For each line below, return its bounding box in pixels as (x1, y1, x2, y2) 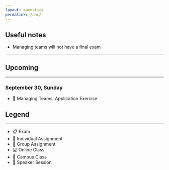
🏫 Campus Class (12, 154, 47, 160)
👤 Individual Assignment (12, 136, 63, 142)
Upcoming (5, 63, 39, 72)
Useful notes (5, 31, 46, 39)
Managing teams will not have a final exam (12, 44, 101, 50)
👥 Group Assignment (12, 141, 56, 147)
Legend (5, 110, 30, 119)
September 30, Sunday (5, 84, 63, 91)
